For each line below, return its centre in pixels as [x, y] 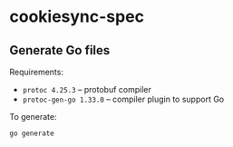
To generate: [33, 117]
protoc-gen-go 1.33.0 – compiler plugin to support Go [123, 99]
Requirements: [36, 72]
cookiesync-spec [77, 17]
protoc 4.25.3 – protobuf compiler [87, 89]
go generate [32, 133]
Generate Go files [60, 50]
